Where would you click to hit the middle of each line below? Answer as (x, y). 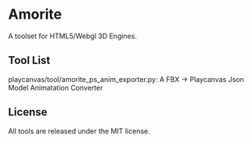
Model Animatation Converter (56, 87)
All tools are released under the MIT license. (79, 131)
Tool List (29, 60)
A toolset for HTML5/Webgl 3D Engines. (72, 36)
